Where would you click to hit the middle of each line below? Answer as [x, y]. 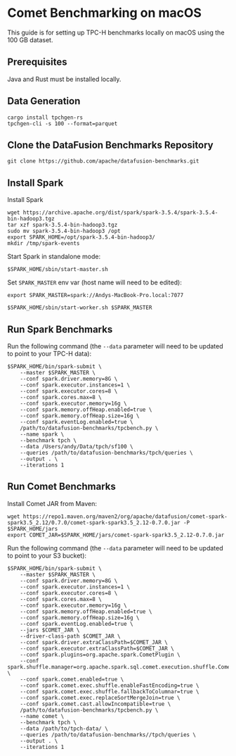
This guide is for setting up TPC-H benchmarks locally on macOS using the [116, 32]
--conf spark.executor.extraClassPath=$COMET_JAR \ [97, 648]
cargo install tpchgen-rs [45, 118]
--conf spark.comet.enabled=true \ [72, 679]
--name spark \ [42, 434]
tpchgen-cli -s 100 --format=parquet [63, 124]
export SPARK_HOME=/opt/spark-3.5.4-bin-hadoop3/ [81, 237]
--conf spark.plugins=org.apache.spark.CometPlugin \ [100, 655]
